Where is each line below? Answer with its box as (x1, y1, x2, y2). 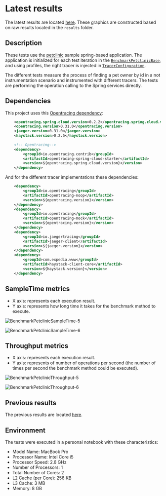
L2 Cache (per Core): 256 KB (12, 475, 72, 481)
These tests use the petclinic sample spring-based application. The (5, 52, 142, 58)
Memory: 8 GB (12, 485, 42, 491)
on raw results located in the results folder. (5, 24, 94, 30)
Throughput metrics (5, 342, 69, 350)
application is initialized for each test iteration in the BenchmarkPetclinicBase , (5, 57, 162, 63)
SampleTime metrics (5, 285, 70, 293)
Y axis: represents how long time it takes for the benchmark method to (12, 303, 156, 309)
